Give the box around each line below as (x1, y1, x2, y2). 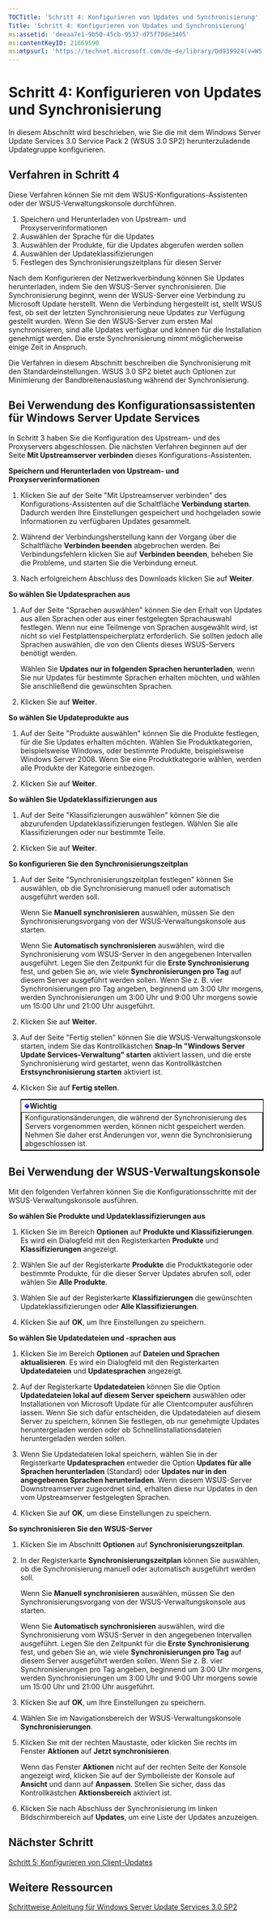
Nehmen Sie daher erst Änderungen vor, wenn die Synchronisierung (24, 1130, 253, 1140)
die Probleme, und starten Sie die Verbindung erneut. (19, 557, 198, 568)
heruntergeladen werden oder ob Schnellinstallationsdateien (19, 1425, 222, 1434)
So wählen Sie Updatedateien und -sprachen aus (8, 1333, 176, 1343)
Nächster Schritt (8, 1836, 94, 1849)
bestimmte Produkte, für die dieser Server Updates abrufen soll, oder (19, 1268, 252, 1278)
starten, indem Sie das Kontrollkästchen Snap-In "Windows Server (19, 1040, 245, 1051)
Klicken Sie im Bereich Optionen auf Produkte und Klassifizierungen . (19, 1226, 255, 1236)
